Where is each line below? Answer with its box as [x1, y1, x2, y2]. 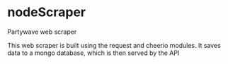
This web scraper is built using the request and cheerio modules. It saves [7, 41, 221, 49]
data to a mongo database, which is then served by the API [7, 49, 180, 57]
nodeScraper [7, 4, 86, 20]
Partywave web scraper [7, 27, 77, 36]
